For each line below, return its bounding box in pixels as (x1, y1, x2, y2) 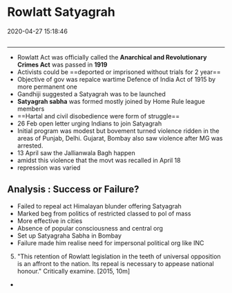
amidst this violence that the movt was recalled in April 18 (17, 156, 181, 164)
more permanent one (17, 82, 77, 91)
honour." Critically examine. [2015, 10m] (17, 267, 130, 275)
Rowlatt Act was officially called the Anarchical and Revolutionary (17, 53, 207, 61)
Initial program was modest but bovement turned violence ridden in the (17, 126, 220, 135)
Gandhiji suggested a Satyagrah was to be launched (17, 89, 166, 98)
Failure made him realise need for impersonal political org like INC (17, 238, 205, 247)
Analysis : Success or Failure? (7, 184, 139, 195)
